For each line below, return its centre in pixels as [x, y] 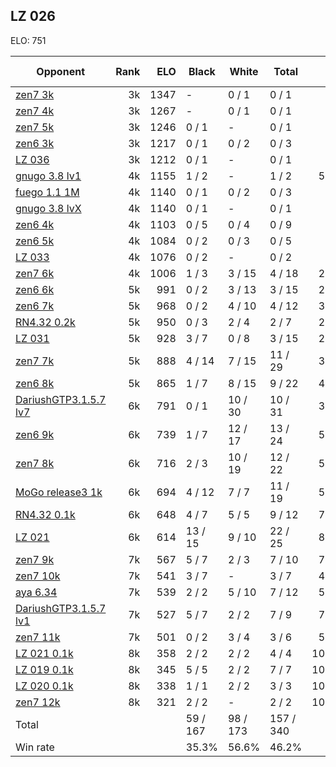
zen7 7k [35, 361]
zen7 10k [38, 576]
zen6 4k [35, 224]
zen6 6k [35, 289]
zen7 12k [38, 702]
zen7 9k [35, 559]
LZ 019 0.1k [44, 669]
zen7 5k [35, 127]
